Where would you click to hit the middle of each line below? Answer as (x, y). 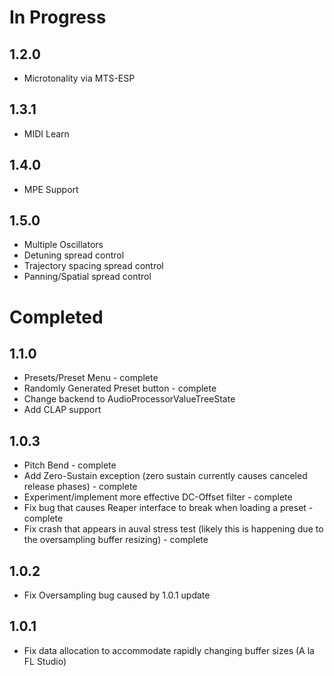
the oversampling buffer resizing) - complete (116, 540)
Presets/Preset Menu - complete (91, 378)
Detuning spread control (74, 255)
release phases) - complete (80, 487)
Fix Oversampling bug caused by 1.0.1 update (117, 595)
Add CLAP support (62, 410)
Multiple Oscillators (63, 245)
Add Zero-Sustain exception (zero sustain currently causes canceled (165, 476)
